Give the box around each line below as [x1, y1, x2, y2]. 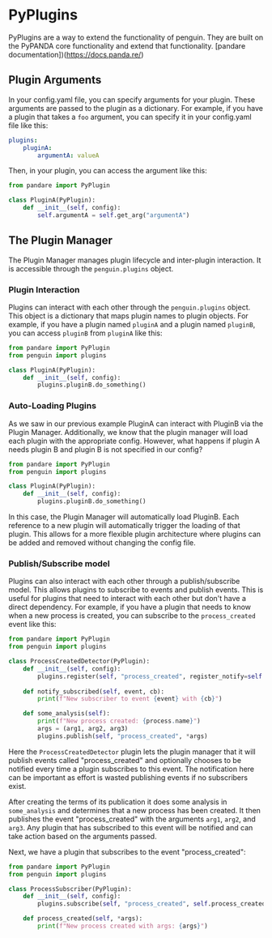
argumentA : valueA [37, 151, 100, 160]
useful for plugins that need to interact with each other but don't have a [8, 594, 247, 603]
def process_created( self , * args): [23, 915, 143, 923]
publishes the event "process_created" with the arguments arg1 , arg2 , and [8, 814, 257, 824]
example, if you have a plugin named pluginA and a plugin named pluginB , [8, 319, 256, 329]
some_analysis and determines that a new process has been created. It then [8, 805, 261, 815]
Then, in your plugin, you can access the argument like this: [8, 166, 208, 176]
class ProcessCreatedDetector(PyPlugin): [8, 658, 151, 666]
